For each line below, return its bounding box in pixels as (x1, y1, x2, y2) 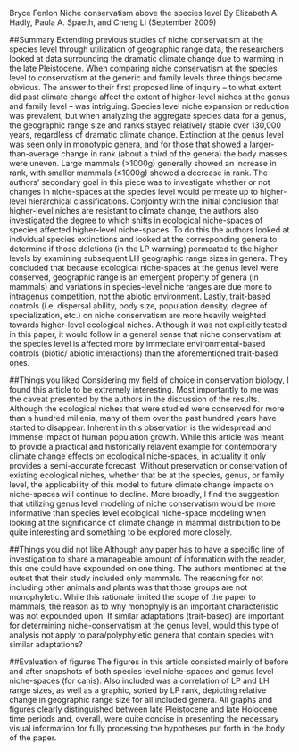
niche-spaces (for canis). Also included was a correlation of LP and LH (9, 675, 270, 686)
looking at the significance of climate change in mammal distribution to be (9, 518, 281, 528)
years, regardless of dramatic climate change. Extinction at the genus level (9, 130, 284, 139)
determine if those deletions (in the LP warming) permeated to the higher (9, 243, 278, 254)
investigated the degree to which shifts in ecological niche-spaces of (9, 215, 263, 225)
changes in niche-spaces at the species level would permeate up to (9, 187, 259, 197)
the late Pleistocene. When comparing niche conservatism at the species (9, 63, 278, 73)
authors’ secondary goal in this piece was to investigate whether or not (9, 177, 270, 187)
